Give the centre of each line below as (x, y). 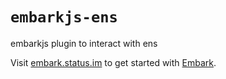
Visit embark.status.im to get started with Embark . (113, 62)
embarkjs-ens (64, 17)
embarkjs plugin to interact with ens (84, 43)
